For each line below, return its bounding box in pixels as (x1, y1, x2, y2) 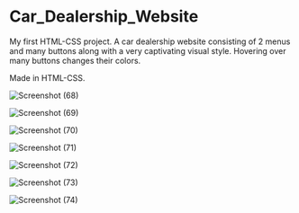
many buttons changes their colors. (9, 55, 141, 66)
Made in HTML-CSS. (9, 72, 86, 83)
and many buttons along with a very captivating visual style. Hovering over (9, 45, 286, 56)
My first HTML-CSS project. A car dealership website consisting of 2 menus (9, 36, 291, 47)
